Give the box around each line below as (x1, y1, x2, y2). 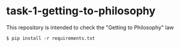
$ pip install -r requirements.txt (6, 35, 95, 41)
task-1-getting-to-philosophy (6, 4, 156, 18)
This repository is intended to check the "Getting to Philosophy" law (6, 24, 174, 31)
